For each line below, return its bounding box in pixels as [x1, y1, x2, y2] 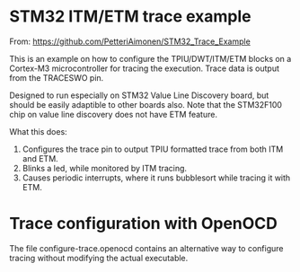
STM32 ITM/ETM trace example [9, 6, 251, 27]
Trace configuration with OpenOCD [9, 214, 278, 234]
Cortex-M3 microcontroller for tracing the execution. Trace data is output [9, 63, 280, 74]
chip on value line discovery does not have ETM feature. [9, 109, 218, 119]
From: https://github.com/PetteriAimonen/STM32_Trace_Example [9, 36, 251, 47]
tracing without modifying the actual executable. [9, 252, 189, 263]
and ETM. [22, 153, 58, 163]
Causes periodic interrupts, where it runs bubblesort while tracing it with [22, 172, 291, 183]
